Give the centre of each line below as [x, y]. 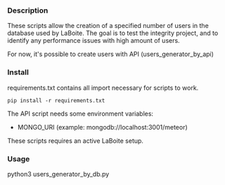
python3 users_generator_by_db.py [58, 174]
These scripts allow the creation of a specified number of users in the [108, 26]
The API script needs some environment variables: [80, 114]
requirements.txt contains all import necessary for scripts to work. [103, 88]
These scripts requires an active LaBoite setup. [76, 141]
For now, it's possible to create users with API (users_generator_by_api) [111, 54]
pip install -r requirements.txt [56, 100]
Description [28, 11]
